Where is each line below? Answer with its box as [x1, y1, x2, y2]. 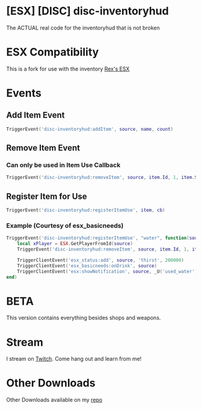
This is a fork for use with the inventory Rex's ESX [6, 65, 130, 72]
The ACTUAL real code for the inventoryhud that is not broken [6, 24, 161, 31]
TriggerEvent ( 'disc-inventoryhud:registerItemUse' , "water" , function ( [6, 235, 189, 242]
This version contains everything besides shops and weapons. [6, 314, 161, 322]
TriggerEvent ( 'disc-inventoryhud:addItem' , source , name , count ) [6, 126, 173, 132]
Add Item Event [6, 110, 65, 120]
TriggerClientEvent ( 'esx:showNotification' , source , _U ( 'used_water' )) [17, 268, 200, 275]
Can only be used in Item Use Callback [6, 161, 121, 169]
